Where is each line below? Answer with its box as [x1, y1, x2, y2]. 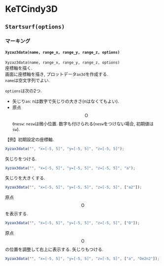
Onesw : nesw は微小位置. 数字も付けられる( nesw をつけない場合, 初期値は [12, 121, 154, 127]
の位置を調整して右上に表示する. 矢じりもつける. [5, 246, 104, 252]
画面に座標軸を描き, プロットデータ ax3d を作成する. [5, 71, 108, 77]
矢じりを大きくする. [5, 175, 46, 181]
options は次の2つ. [5, 88, 42, 94]
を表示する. [5, 211, 29, 217]
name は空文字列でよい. [5, 77, 50, 83]
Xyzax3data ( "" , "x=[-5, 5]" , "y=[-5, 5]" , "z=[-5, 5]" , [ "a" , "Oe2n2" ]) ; [5, 256, 160, 262]
